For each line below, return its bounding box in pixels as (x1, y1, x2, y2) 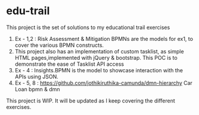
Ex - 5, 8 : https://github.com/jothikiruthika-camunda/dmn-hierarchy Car (14, 79, 192, 87)
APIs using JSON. (14, 73, 58, 80)
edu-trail (6, 4, 50, 18)
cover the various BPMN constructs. (14, 41, 104, 49)
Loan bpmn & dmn (14, 85, 60, 92)
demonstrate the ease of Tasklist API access (14, 60, 124, 68)
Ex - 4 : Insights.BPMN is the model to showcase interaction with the (14, 66, 184, 74)
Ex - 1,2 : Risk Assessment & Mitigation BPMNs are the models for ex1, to (14, 35, 194, 42)
